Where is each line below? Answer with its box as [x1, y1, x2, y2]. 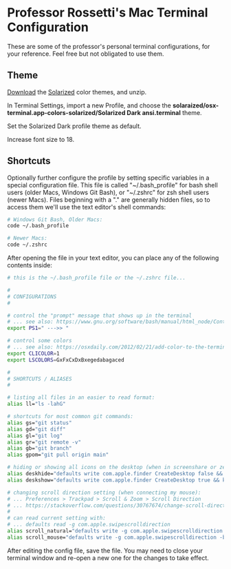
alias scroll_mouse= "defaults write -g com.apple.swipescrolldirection [7, 534, 217, 541]
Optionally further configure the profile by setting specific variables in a [7, 174, 210, 182]
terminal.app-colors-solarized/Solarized [7, 108, 126, 116]
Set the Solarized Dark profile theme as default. [7, 122, 142, 130]
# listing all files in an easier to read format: [7, 394, 155, 401]
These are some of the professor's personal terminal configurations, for [7, 42, 210, 50]
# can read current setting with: [7, 515, 107, 521]
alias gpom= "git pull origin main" [7, 451, 109, 459]
